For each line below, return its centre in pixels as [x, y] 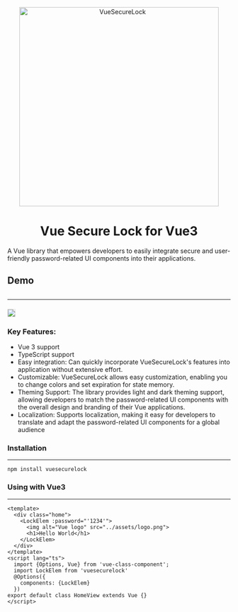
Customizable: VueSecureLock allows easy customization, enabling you [123, 377]
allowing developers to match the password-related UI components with [123, 399]
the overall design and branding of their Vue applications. [101, 407]
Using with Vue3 [36, 487]
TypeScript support [46, 355]
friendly [19, 258]
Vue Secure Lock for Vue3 [119, 231]
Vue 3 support [39, 347]
